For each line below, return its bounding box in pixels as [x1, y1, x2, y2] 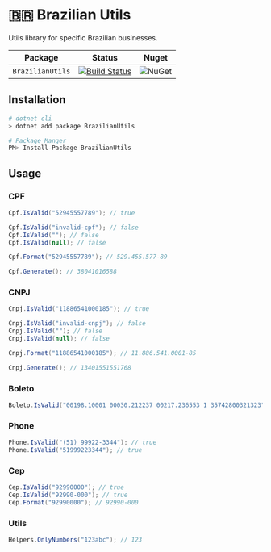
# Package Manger [8, 136, 67, 144]
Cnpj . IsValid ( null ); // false [8, 335, 110, 343]
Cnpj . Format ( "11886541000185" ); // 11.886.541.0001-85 [8, 349, 197, 357]
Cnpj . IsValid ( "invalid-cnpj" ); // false [8, 320, 147, 328]
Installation [8, 93, 66, 107]
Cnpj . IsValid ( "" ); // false [8, 327, 103, 336]
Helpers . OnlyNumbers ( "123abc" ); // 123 [8, 536, 143, 544]
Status [92, 52, 119, 63]
